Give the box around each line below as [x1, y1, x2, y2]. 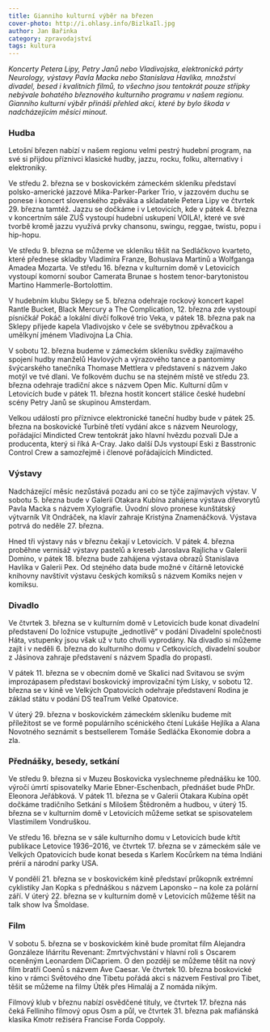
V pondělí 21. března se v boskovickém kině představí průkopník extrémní [8, 874, 253, 884]
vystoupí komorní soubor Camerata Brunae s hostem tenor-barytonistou [8, 272, 249, 282]
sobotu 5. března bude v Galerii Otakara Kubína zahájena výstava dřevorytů [8, 495, 260, 504]
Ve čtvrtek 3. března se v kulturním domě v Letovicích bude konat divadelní [8, 618, 260, 628]
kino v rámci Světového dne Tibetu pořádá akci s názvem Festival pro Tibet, [8, 973, 261, 983]
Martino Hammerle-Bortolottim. [8, 280, 113, 290]
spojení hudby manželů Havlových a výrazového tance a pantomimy [8, 355, 236, 364]
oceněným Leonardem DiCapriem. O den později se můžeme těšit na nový [8, 956, 256, 966]
